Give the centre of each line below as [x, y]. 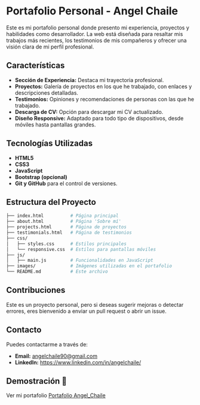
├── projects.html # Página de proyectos [67, 227]
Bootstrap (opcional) [41, 177]
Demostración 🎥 [37, 381]
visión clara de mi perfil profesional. [50, 47]
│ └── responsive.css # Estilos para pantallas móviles [81, 249]
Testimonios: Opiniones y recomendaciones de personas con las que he [104, 99]
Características [36, 66]
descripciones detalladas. [47, 93]
